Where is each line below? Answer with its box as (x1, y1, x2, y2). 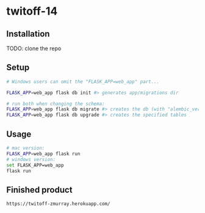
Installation (6, 29, 50, 39)
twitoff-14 (6, 4, 58, 18)
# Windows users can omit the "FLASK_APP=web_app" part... (6, 78, 160, 85)
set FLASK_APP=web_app (6, 162, 64, 168)
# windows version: (6, 156, 56, 162)
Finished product (6, 184, 73, 195)
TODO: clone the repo (6, 45, 62, 52)
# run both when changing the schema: (6, 101, 105, 107)
